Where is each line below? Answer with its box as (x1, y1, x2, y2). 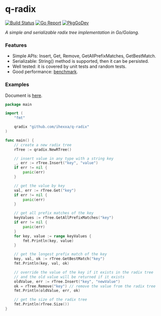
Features (5, 42, 27, 48)
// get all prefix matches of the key (14, 211, 94, 216)
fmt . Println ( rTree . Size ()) (14, 302, 70, 307)
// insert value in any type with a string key (14, 156, 114, 161)
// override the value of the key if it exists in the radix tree (14, 270, 154, 275)
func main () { (5, 137, 35, 143)
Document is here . (5, 92, 43, 98)
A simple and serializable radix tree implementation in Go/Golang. (5, 29, 139, 35)
